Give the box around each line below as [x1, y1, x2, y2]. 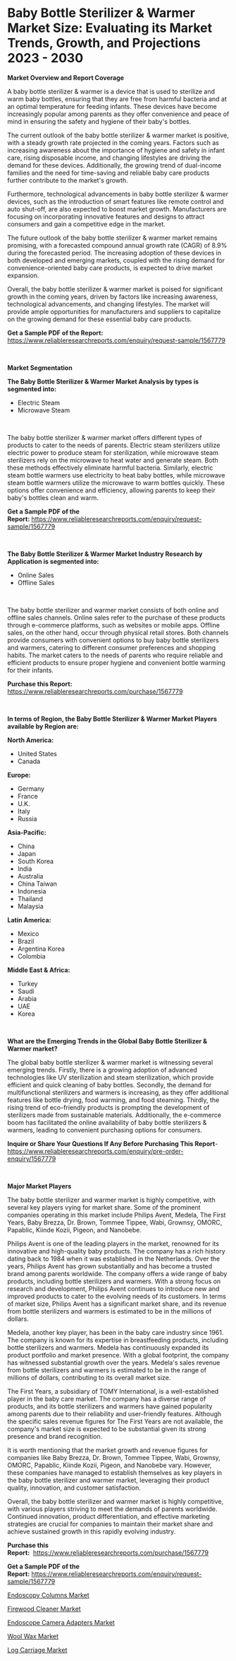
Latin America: [7, 915, 51, 924]
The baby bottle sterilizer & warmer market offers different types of [7, 433, 202, 441]
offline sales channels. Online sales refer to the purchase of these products [7, 613, 225, 622]
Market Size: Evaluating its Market [7, 20, 213, 36]
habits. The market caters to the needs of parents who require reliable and [7, 651, 223, 659]
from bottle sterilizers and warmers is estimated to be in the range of [7, 1365, 206, 1374]
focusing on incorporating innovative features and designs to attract [7, 212, 205, 221]
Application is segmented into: [7, 557, 99, 565]
